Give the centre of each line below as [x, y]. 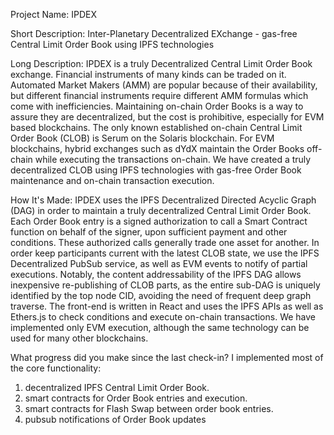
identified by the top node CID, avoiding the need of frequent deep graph [161, 295]
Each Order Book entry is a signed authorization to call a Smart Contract [159, 221]
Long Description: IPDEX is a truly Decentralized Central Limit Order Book [161, 63]
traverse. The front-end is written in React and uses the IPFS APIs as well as [167, 306]
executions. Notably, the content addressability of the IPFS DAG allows [156, 274]
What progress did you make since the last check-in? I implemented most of [167, 357]
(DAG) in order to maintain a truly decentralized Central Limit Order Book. [161, 210]
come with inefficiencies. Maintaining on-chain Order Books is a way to [157, 106]
